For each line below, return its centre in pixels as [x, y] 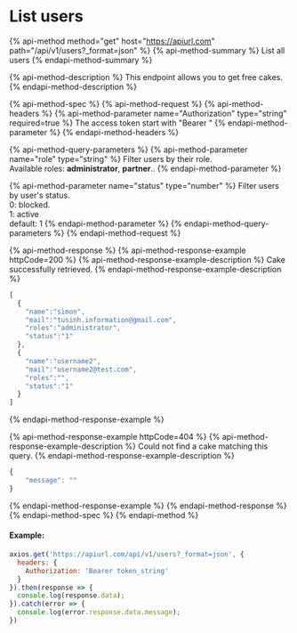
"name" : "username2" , [63, 361]
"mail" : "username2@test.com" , [81, 369]
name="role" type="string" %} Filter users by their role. [111, 158]
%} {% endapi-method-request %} [117, 232]
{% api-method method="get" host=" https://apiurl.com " [112, 41]
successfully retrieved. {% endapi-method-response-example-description [145, 269]
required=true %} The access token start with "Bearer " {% [118, 123]
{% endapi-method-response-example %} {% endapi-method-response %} [148, 506]
